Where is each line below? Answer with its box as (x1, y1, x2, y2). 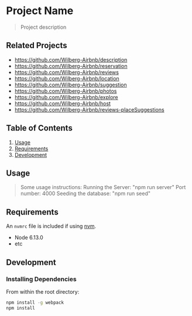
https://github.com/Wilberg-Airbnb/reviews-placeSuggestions (14, 106, 165, 113)
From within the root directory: (6, 288, 80, 295)
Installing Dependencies (6, 275, 77, 283)
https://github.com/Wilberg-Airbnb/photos (14, 87, 117, 95)
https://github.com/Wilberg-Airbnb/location (14, 75, 120, 82)
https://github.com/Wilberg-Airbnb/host (14, 100, 111, 107)
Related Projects (6, 41, 67, 51)
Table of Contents (6, 123, 73, 133)
